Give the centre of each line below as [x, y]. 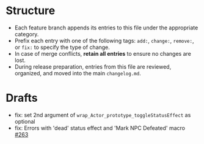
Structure [31, 11]
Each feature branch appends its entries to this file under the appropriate [106, 28]
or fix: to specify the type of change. [62, 47]
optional [25, 121]
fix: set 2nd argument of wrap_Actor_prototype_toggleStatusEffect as [103, 115]
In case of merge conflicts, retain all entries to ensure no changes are [103, 53]
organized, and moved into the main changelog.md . [78, 73]
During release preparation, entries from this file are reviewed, [93, 66]
